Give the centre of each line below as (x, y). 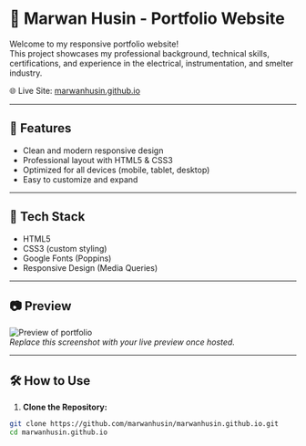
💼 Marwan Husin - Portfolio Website (147, 19)
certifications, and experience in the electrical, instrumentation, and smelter (152, 63)
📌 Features (41, 128)
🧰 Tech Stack (47, 217)
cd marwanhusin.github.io (58, 432)
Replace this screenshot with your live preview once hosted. (122, 342)
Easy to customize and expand (80, 179)
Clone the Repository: (65, 407)
